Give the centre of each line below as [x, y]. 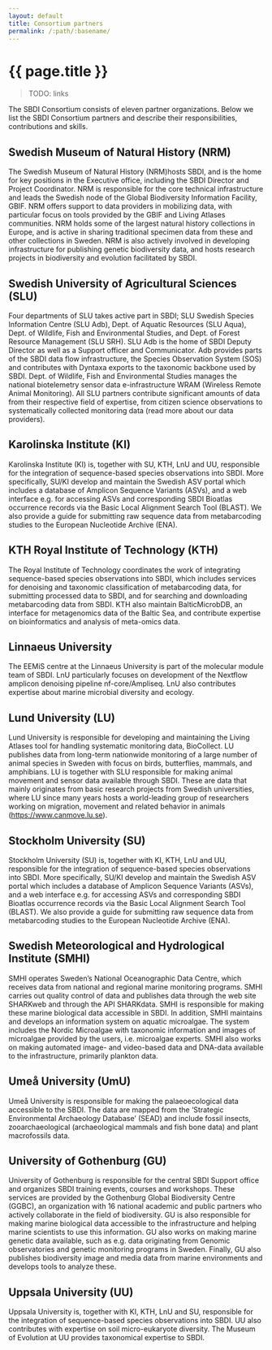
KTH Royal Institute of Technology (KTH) [114, 550]
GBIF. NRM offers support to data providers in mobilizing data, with [121, 206]
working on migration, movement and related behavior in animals [117, 807]
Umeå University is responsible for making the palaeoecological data [124, 1101]
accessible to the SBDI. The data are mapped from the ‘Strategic [116, 1110]
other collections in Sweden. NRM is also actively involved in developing [129, 241]
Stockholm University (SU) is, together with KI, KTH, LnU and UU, [118, 860]
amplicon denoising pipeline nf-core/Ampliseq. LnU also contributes [122, 684]
